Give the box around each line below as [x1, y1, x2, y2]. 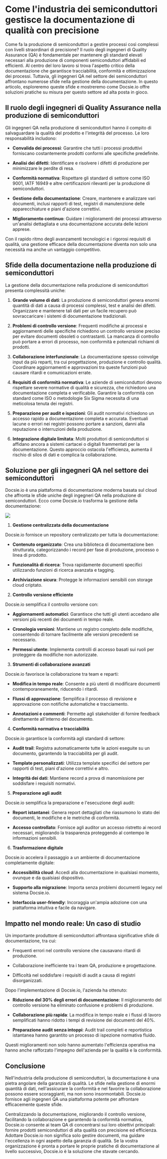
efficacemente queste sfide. [5, 1102, 63, 1108]
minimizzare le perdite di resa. [12, 165, 75, 171]
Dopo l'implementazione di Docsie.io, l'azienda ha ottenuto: [5, 987, 128, 993]
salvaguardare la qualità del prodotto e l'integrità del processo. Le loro [5, 130, 150, 136]
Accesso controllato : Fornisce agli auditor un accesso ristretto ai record [12, 825, 161, 831]
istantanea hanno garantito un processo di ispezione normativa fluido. [12, 1032, 156, 1038]
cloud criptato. [12, 582, 43, 588]
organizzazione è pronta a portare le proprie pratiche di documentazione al [5, 1143, 160, 1149]
